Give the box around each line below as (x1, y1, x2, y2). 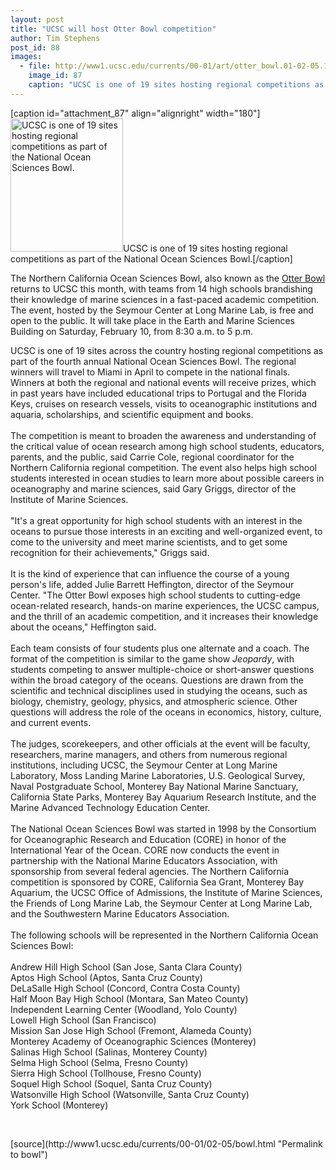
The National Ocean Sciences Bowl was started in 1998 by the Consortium (10, 822, 317, 835)
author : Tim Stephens (10, 33, 101, 43)
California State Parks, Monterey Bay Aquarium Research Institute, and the (10, 791, 317, 803)
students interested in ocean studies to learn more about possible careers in (10, 472, 325, 484)
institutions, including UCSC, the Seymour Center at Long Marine (10, 759, 278, 771)
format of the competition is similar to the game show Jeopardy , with (10, 652, 295, 665)
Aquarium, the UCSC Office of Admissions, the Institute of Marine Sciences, (10, 886, 323, 898)
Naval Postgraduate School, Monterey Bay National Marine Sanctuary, (10, 780, 299, 792)
